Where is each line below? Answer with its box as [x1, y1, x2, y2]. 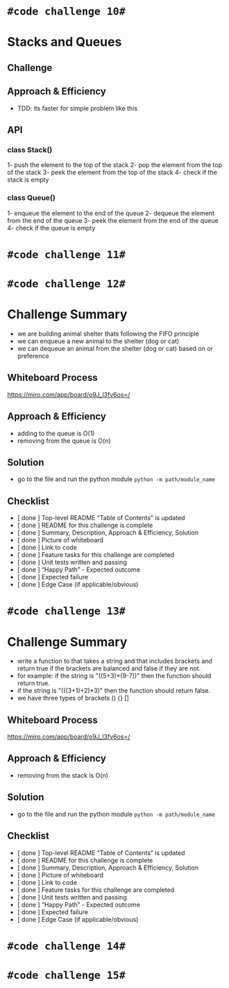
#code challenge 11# [7, 248, 126, 261]
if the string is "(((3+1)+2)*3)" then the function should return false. [17, 687, 211, 695]
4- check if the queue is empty [7, 224, 96, 232]
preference [17, 352, 50, 360]
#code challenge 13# [7, 604, 126, 618]
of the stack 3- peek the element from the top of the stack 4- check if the [7, 168, 217, 177]
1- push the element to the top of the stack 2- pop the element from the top [7, 161, 222, 169]
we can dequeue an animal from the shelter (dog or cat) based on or [17, 344, 214, 352]
